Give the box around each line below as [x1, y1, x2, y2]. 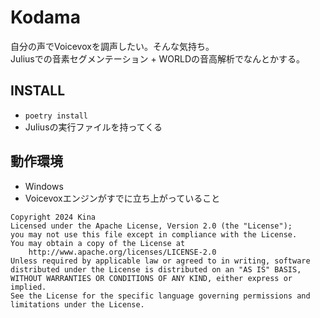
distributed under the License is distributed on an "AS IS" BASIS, [10, 264, 302, 275]
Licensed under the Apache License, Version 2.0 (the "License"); [10, 221, 293, 231]
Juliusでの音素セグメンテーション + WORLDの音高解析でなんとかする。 [10, 52, 306, 65]
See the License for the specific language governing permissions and [10, 291, 311, 301]
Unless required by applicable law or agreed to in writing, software [10, 256, 311, 266]
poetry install [24, 111, 89, 121]
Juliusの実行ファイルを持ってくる [24, 121, 163, 133]
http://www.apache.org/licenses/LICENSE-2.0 [28, 247, 217, 257]
